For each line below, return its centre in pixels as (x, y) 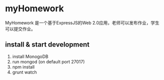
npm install (23, 67)
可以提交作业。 (20, 29)
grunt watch (24, 72)
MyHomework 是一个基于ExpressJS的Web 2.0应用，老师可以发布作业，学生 (82, 23)
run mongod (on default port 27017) (49, 61)
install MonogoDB (30, 56)
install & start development (47, 45)
